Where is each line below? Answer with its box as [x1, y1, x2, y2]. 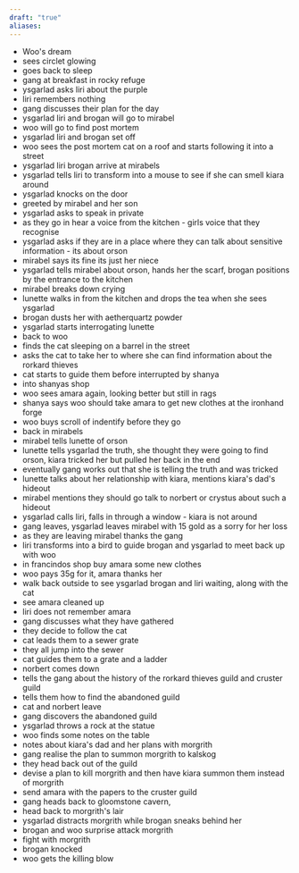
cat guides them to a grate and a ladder [21, 653, 168, 664]
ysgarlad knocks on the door [21, 189, 129, 199]
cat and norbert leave [21, 701, 102, 711]
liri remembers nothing [21, 93, 106, 104]
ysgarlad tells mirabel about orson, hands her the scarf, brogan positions [21, 264, 290, 275]
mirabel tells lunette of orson [21, 435, 128, 446]
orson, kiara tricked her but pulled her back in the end [21, 454, 220, 465]
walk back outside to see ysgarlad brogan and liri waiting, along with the [21, 577, 288, 588]
